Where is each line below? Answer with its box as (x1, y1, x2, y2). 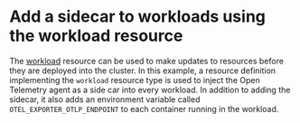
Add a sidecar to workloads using (9, 6, 267, 27)
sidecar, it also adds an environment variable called (9, 93, 201, 105)
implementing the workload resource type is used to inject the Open (9, 74, 260, 85)
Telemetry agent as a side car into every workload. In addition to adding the (9, 84, 291, 95)
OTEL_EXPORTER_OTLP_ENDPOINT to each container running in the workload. (9, 103, 279, 114)
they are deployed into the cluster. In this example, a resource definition (9, 65, 277, 76)
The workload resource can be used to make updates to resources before (9, 55, 285, 66)
